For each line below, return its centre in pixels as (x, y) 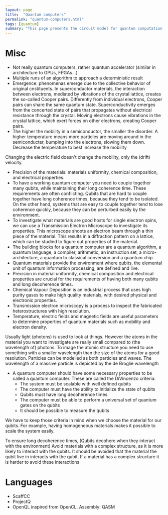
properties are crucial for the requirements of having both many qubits (85, 279)
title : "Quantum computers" (36, 15)
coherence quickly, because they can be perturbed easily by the (79, 210)
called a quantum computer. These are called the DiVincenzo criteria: (84, 379)
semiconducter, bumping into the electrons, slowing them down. (79, 142)
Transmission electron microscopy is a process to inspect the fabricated (87, 306)
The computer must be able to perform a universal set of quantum (88, 400)
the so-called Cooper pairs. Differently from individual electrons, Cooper (87, 99)
